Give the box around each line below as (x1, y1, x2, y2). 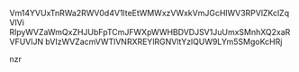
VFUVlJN (9, 36, 43, 47)
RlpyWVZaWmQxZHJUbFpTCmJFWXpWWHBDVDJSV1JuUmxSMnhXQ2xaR (9, 27, 291, 37)
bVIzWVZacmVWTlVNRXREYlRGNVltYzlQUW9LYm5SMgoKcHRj (44, 36, 283, 47)
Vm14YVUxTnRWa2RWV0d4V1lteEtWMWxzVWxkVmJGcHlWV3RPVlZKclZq (9, 8, 290, 18)
